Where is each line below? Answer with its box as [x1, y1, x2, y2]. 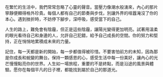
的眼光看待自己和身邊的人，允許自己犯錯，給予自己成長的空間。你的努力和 [5, 33, 154, 38]
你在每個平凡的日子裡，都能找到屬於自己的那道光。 [17, 67, 120, 72]
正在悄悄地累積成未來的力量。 [13, 38, 73, 44]
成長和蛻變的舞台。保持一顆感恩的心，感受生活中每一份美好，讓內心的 [13, 55, 154, 60]
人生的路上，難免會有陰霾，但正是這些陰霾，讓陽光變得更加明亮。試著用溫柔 [5, 26, 158, 32]
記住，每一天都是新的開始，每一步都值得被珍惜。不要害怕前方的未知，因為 [5, 49, 154, 54]
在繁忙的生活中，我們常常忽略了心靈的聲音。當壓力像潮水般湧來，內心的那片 [5, 4, 158, 10]
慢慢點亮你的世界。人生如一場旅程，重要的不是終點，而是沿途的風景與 [9, 61, 149, 66]
